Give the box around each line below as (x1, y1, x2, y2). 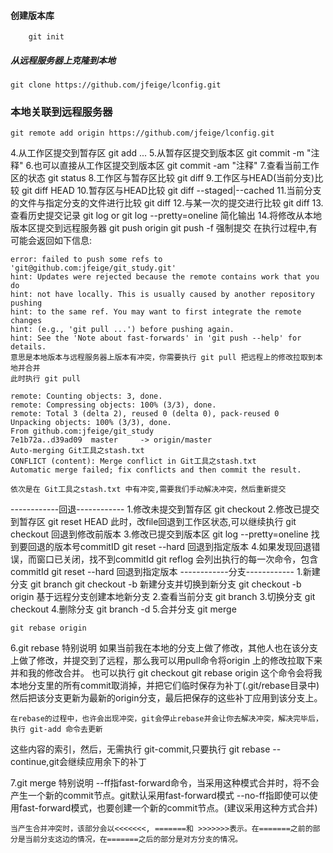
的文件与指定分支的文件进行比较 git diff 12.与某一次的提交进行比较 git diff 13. (10, 197, 324, 209)
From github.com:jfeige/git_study (10, 426, 155, 437)
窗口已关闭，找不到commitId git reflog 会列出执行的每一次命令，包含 (36, 553, 319, 565)
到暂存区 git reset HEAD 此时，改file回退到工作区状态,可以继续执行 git (10, 516, 297, 528)
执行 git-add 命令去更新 (10, 725, 103, 735)
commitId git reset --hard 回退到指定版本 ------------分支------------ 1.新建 (10, 566, 321, 578)
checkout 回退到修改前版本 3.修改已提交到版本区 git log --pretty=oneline (10, 528, 309, 540)
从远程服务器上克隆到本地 (10, 54, 116, 66)
